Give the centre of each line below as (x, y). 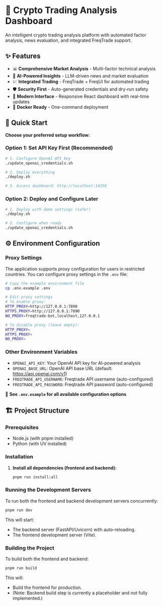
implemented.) (27, 598)
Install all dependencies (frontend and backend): (64, 467)
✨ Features (23, 56)
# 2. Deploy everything (30, 172)
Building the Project (30, 548)
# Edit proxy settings (29, 297)
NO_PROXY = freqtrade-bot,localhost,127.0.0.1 (53, 316)
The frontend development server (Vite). (54, 535)
